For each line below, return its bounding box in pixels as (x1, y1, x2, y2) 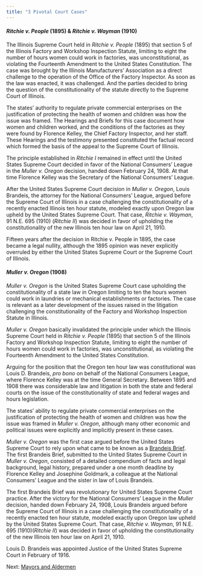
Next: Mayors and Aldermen (6, 563, 77, 571)
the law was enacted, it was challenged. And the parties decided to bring (6, 79, 188, 86)
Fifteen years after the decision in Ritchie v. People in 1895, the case (6, 235, 176, 242)
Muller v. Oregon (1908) (6, 268, 68, 276)
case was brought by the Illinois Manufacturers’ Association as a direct (6, 66, 182, 74)
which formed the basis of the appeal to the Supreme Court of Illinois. (6, 143, 180, 150)
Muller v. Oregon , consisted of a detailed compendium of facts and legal (6, 458, 186, 465)
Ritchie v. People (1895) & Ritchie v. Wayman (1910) (6, 28, 137, 35)
